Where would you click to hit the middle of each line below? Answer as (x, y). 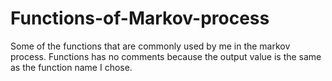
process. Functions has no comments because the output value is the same (166, 56)
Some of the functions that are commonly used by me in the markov (150, 46)
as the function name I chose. (71, 67)
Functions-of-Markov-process (140, 18)
